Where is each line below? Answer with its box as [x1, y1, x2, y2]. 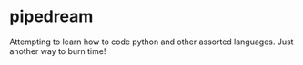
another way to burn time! [9, 45, 106, 56]
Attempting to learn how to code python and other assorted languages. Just [9, 36, 294, 47]
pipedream [9, 6, 94, 27]
